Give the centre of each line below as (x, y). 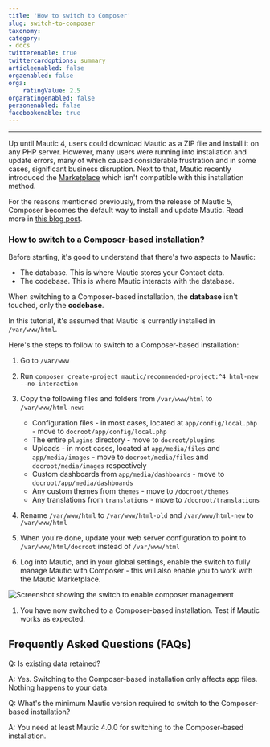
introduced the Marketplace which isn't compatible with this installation (126, 177)
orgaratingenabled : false (51, 98)
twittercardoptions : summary (57, 61)
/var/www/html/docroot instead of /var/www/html (100, 547)
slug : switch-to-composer (51, 23)
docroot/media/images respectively (89, 466)
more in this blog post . (45, 219)
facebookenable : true (45, 113)
